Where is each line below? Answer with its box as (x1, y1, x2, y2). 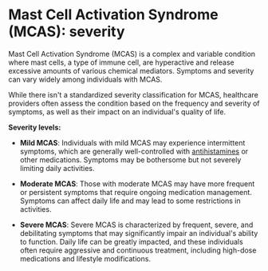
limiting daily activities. (19, 163, 95, 173)
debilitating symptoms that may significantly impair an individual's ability (19, 228, 258, 237)
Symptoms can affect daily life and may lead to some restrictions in (19, 196, 241, 205)
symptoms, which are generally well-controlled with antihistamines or (19, 146, 249, 156)
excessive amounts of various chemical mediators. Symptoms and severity (8, 66, 254, 75)
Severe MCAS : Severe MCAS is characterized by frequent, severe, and (19, 220, 254, 229)
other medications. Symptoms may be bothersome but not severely (19, 154, 242, 165)
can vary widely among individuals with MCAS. (8, 74, 163, 84)
